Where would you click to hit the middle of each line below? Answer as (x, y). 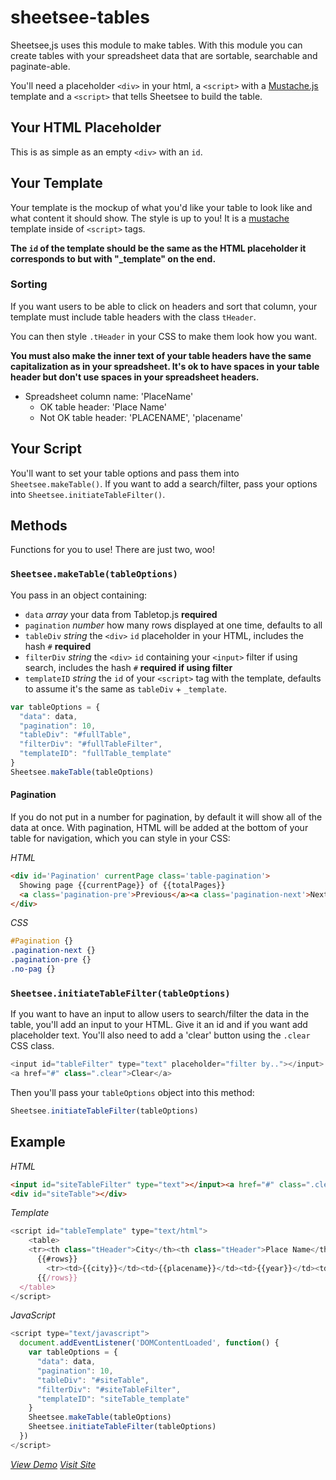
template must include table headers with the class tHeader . (133, 317)
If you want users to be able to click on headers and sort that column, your (164, 306)
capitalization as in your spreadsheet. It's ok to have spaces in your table (165, 366)
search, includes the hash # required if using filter (128, 667)
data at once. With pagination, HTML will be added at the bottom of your (159, 827)
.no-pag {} (33, 969)
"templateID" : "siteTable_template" (113, 1399)
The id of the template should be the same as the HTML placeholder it (158, 248)
